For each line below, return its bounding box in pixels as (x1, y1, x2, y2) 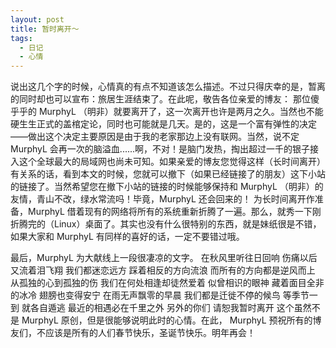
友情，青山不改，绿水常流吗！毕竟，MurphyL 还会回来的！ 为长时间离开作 (10, 193, 315, 205)
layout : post (10, 14, 65, 25)
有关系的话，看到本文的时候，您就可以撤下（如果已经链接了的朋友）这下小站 (10, 168, 326, 180)
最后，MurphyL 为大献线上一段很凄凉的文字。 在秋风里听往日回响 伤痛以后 (10, 252, 318, 264)
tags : (10, 33, 33, 43)
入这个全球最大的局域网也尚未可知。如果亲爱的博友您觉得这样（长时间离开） (10, 156, 326, 168)
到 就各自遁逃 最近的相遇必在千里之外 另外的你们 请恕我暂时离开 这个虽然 (10, 302, 312, 314)
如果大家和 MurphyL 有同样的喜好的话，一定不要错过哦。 (10, 231, 245, 243)
